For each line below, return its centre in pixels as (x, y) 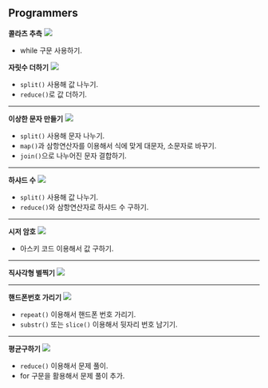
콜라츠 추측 (25, 33)
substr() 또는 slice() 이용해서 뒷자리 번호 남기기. (99, 324)
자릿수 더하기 (29, 67)
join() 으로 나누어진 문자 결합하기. (73, 156)
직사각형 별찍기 (32, 273)
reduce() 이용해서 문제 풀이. (64, 366)
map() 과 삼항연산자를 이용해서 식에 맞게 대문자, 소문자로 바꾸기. (118, 145)
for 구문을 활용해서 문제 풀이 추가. (72, 375)
